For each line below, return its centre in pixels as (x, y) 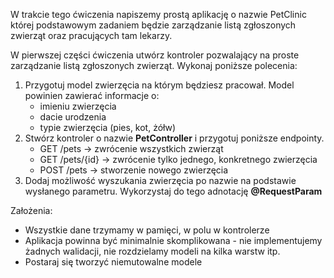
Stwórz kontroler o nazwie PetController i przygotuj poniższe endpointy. (174, 138)
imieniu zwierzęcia (78, 106)
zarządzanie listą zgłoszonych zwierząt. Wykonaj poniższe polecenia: (154, 65)
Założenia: (31, 210)
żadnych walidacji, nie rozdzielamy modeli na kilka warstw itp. (152, 251)
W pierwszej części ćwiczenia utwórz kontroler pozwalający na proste (155, 55)
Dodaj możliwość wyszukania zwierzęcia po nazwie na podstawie (160, 180)
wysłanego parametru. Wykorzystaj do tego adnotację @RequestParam (173, 191)
